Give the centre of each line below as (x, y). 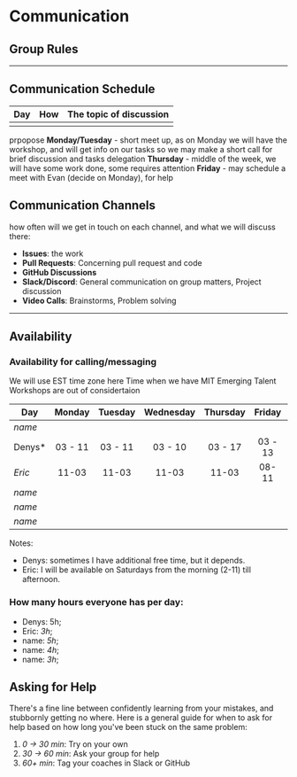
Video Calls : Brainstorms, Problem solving (99, 300)
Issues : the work (53, 253)
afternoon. (41, 579)
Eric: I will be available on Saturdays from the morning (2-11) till (137, 570)
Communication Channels (83, 206)
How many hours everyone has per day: (96, 602)
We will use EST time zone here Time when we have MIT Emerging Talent (143, 381)
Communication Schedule (82, 89)
